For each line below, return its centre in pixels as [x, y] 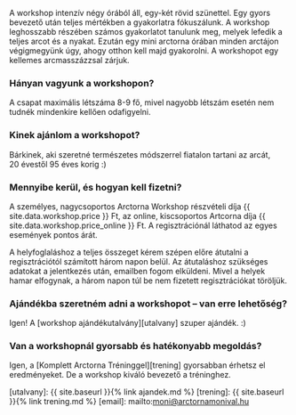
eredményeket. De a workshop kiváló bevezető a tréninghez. [120, 375]
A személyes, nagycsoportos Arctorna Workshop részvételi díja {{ [130, 206]
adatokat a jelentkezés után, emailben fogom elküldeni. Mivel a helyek [137, 271]
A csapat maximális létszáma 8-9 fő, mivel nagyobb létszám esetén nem [142, 102]
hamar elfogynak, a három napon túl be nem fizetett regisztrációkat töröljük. [148, 281]
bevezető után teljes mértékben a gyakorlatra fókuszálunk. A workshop [140, 22]
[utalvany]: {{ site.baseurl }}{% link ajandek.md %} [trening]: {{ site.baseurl [147, 392]
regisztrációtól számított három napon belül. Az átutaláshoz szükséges [139, 261]
